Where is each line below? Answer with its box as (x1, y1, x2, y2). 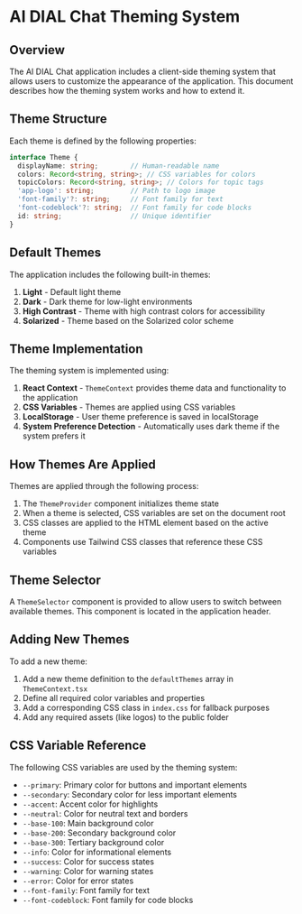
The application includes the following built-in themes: (9, 269, 211, 280)
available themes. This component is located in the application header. (9, 605, 271, 616)
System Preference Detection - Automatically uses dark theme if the (22, 421, 280, 432)
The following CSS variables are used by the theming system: (9, 762, 238, 772)
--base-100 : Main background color (22, 817, 154, 828)
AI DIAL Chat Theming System (9, 6, 241, 27)
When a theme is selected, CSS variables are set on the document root (22, 508, 286, 519)
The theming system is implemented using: (9, 365, 169, 376)
